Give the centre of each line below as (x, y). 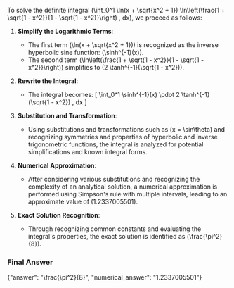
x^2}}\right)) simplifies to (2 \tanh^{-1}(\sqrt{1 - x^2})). (106, 67)
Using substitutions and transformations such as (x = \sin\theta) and (126, 129)
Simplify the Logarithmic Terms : (65, 31)
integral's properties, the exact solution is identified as (106, 236)
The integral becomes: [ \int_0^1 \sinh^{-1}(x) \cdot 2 (104, 95)
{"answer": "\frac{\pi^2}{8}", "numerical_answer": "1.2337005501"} (105, 277)
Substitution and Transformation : (67, 116)
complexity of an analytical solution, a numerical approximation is (123, 187)
